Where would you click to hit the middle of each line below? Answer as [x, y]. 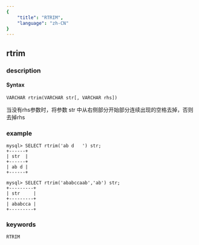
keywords [21, 224]
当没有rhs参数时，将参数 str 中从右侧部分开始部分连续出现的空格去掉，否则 [100, 109]
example [19, 133]
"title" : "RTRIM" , [40, 18]
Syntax [15, 85]
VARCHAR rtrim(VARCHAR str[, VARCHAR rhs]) [62, 97]
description [24, 70]
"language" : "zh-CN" [43, 23]
